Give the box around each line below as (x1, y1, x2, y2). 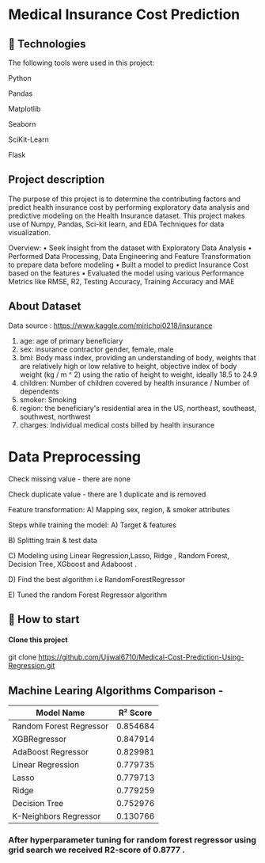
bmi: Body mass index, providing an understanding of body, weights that (19, 352, 256, 362)
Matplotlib (8, 105, 41, 113)
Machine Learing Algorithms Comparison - (8, 683, 224, 698)
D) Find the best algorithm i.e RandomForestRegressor (8, 574, 186, 584)
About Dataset (8, 299, 81, 314)
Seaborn (8, 120, 36, 128)
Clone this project (8, 635, 69, 644)
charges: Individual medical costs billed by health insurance (19, 420, 215, 429)
